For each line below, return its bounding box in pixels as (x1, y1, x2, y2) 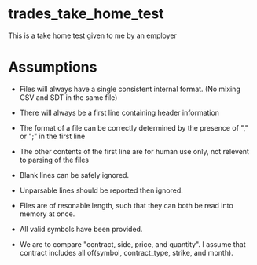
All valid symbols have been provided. (19, 224, 143, 234)
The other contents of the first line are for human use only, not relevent (19, 146, 250, 156)
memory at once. (19, 209, 75, 219)
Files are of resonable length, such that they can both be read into (19, 201, 233, 210)
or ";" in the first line (19, 131, 86, 141)
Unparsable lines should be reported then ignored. (19, 186, 183, 195)
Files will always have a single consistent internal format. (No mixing (19, 84, 241, 94)
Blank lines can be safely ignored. (19, 170, 130, 179)
